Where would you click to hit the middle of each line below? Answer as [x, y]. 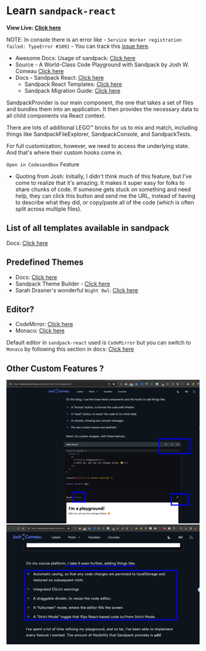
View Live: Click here [34, 28]
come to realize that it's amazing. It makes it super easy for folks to [100, 182]
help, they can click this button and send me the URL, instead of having [105, 196]
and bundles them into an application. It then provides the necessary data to [103, 109]
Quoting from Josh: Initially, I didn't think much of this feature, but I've [103, 176]
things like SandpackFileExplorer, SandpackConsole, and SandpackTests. [99, 134]
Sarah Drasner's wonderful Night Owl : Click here [77, 290]
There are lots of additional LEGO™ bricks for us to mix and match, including [102, 127]
